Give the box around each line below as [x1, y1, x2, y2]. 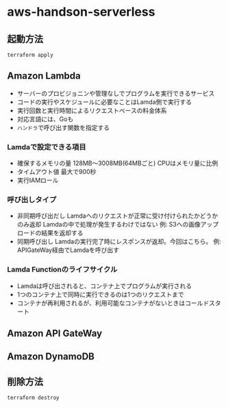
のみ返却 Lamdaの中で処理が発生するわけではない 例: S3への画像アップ [16, 220, 219, 229]
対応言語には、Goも [16, 114, 74, 123]
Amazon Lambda [7, 70, 81, 82]
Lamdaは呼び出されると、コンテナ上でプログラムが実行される [16, 281, 192, 290]
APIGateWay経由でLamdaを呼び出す [16, 246, 120, 254]
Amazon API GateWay [7, 328, 103, 340]
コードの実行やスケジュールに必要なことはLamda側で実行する [16, 97, 192, 106]
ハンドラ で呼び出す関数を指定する [16, 123, 110, 131]
